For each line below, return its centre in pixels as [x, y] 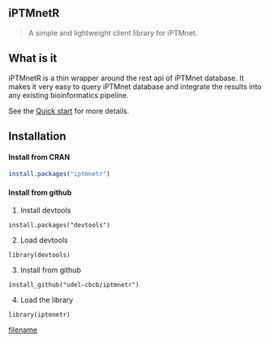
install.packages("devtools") [60, 225]
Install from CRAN [39, 156]
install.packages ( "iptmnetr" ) [60, 174]
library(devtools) [39, 255]
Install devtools [45, 211]
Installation [37, 137]
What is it [33, 59]
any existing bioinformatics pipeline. [69, 95]
